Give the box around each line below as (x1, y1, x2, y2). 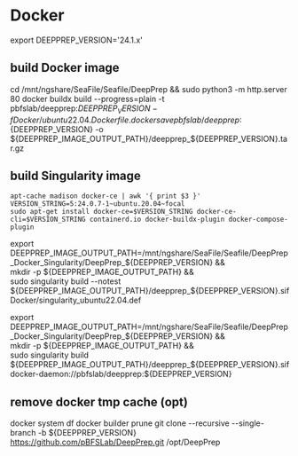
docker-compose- (228, 215, 289, 224)
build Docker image (10, 60, 120, 75)
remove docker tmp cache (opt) (10, 394, 189, 409)
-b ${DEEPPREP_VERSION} (37, 428, 137, 438)
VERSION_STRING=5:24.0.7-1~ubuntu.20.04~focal (10, 200, 185, 208)
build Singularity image (10, 168, 141, 183)
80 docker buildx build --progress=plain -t (10, 93, 165, 104)
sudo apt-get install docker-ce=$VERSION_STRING (10, 208, 193, 216)
